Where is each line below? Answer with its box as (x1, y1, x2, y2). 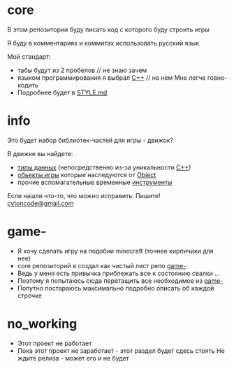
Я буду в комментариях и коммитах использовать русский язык (7, 39, 200, 47)
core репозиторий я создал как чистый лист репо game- (17, 261, 187, 270)
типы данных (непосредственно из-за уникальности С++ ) (17, 163, 191, 172)
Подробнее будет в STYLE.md (17, 88, 108, 97)
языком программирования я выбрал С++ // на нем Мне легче (17, 73, 206, 82)
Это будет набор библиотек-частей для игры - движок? (7, 136, 173, 144)
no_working (7, 316, 78, 331)
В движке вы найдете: (7, 149, 73, 158)
